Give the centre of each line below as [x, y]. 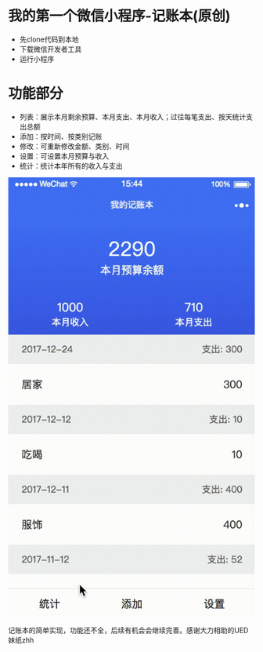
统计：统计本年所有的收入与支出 [71, 166]
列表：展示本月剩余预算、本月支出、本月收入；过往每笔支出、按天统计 [133, 117]
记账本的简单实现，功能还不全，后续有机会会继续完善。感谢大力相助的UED [128, 630]
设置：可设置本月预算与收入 [64, 156]
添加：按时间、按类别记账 [61, 136]
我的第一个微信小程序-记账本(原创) [119, 16]
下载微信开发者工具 [50, 49]
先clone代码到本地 [49, 39]
